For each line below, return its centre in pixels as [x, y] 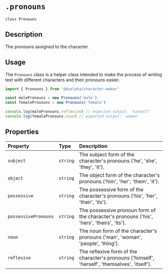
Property [18, 146]
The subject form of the [107, 154]
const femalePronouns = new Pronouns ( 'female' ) [56, 103]
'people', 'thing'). [99, 243]
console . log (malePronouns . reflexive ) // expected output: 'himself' [78, 112]
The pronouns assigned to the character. [47, 47]
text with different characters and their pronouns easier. [62, 80]
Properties [22, 132]
